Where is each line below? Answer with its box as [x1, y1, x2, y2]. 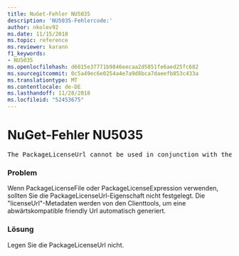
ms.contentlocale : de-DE [7, 83, 81, 90]
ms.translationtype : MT [7, 76, 78, 84]
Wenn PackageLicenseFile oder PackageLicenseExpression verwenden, [7, 184, 219, 193]
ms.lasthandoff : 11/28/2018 [7, 90, 91, 97]
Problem [7, 168, 38, 178]
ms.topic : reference [7, 37, 69, 44]
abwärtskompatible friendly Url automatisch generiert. [7, 207, 166, 215]
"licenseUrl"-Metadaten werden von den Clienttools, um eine [7, 199, 186, 208]
